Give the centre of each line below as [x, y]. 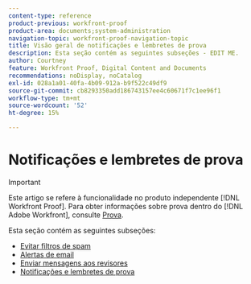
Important [25, 182]
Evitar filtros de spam [55, 245]
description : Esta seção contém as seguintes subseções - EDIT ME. [124, 53]
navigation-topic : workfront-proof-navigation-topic [99, 38]
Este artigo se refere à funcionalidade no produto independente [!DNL [124, 197]
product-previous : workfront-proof [68, 23]
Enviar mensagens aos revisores [74, 263]
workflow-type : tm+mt [45, 98]
